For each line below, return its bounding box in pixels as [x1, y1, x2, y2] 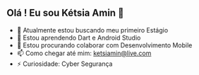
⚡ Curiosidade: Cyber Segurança [16, 59, 113, 68]
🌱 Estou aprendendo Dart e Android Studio [16, 33, 141, 42]
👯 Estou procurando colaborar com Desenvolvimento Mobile [16, 40, 193, 50]
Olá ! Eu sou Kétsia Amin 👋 [6, 7, 124, 19]
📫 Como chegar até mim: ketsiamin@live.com [16, 49, 152, 57]
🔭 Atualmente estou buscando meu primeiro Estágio [16, 25, 169, 34]
